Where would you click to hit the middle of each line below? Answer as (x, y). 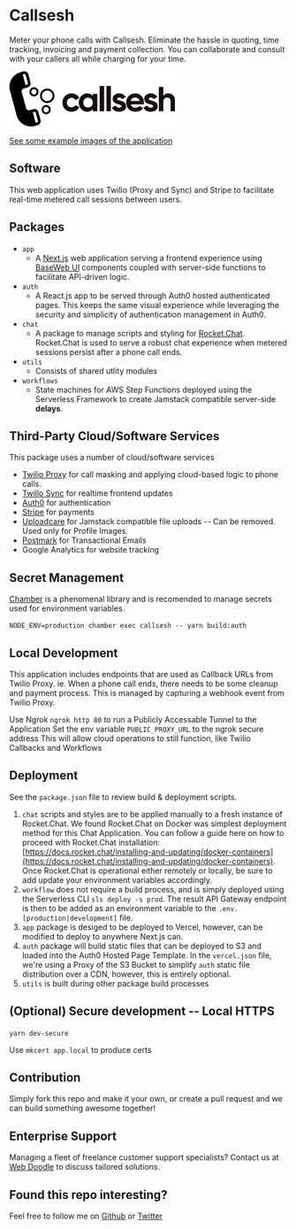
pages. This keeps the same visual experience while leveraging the (157, 305)
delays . (49, 408)
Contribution (45, 1078)
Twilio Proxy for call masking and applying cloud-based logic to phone (150, 475)
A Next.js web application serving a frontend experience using (148, 258)
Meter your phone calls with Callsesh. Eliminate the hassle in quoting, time (144, 40)
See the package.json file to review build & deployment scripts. (123, 797)
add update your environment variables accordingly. (117, 880)
